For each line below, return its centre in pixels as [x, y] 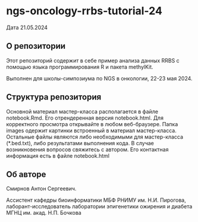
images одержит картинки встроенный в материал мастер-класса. [91, 130]
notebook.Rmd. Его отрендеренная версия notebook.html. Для [85, 118]
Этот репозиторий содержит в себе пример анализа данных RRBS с [93, 60]
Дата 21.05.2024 [27, 27]
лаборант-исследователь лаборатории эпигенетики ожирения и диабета [99, 207]
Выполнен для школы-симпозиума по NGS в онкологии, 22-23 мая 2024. [99, 78]
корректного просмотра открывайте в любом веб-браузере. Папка [92, 124]
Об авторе [26, 174]
